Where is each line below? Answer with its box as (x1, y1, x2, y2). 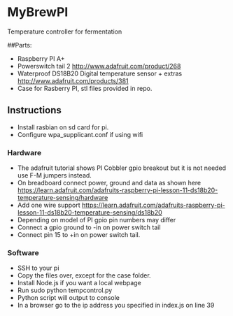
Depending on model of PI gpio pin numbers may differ (17, 216, 176, 224)
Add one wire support (17, 201, 80, 210)
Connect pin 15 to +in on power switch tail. (17, 231, 141, 239)
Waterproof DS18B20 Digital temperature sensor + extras (17, 69, 183, 78)
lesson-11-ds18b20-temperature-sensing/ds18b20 (17, 208, 162, 217)
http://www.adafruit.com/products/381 (17, 76, 129, 85)
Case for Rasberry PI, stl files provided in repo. (17, 84, 153, 92)
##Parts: (7, 41, 32, 49)
